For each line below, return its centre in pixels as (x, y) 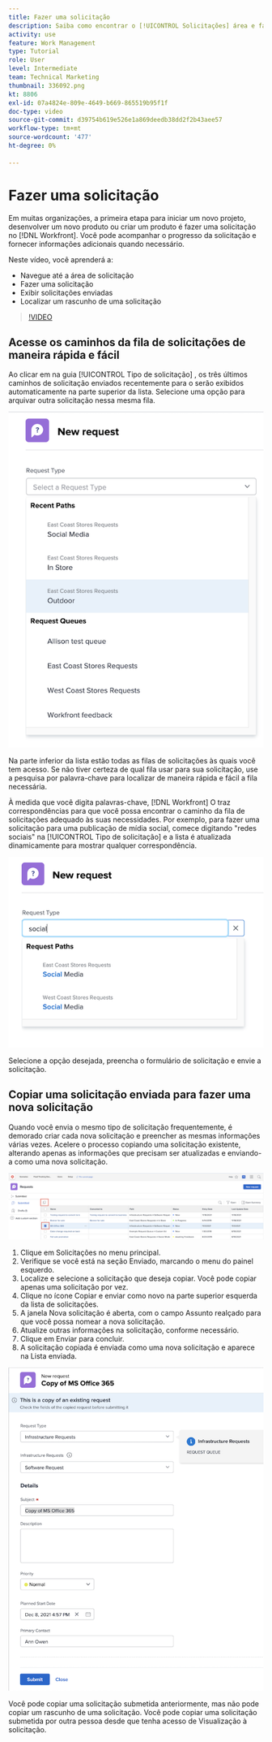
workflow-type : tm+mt (45, 129)
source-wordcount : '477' (50, 137)
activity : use (32, 34)
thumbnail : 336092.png (47, 85)
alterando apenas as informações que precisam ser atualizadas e (117, 1152)
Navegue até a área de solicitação (77, 275)
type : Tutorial (34, 52)
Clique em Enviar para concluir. (72, 1339)
